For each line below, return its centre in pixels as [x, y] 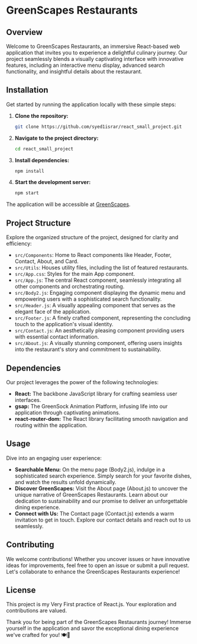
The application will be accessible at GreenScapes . [68, 204]
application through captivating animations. [67, 413]
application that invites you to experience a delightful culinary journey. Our [97, 53]
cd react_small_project [44, 149]
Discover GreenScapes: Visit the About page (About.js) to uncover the [101, 488]
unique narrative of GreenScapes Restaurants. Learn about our [91, 494]
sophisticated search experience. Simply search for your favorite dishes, [103, 476]
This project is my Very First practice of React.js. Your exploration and [91, 604]
